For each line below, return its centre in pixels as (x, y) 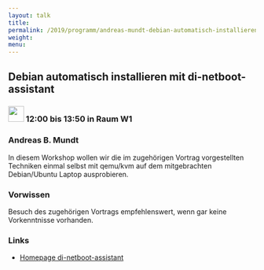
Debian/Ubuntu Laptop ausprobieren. (68, 174)
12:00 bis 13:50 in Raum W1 (79, 119)
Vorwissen (29, 194)
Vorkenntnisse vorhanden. (51, 220)
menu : (17, 45)
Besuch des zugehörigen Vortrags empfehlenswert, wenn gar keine (117, 212)
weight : (21, 37)
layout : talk (29, 15)
